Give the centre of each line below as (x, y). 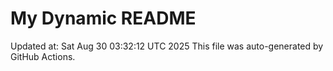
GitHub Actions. (43, 56)
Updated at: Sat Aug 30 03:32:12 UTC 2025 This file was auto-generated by (167, 46)
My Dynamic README (103, 18)
